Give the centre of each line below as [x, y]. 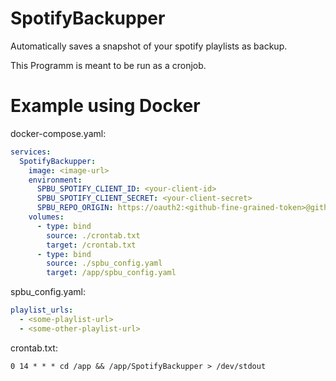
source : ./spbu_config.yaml [104, 263]
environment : [55, 180]
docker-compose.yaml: [58, 133]
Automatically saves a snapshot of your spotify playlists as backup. [149, 46]
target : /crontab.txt [91, 245]
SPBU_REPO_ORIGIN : [75, 208]
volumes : [46, 217]
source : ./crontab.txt [93, 235]
